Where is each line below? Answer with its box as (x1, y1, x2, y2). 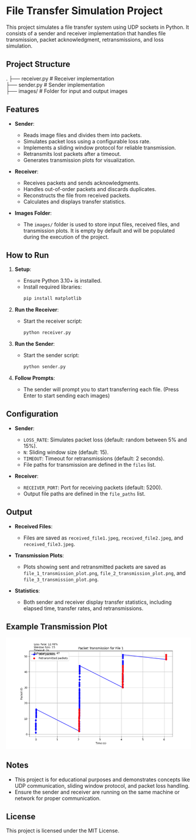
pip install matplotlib (23, 296, 82, 302)
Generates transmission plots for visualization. (23, 156, 136, 163)
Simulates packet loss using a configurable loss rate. (23, 138, 151, 145)
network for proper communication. (14, 795, 101, 802)
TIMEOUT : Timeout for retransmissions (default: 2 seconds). (23, 454, 165, 462)
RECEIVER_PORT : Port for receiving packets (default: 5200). (23, 484, 163, 491)
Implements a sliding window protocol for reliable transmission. (23, 144, 176, 151)
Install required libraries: (23, 283, 82, 290)
